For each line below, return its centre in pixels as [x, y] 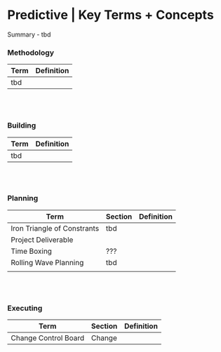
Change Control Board [48, 338]
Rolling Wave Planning [47, 262]
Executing [25, 308]
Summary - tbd [29, 34]
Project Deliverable [42, 240]
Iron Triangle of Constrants [55, 228]
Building [22, 126]
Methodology [31, 53]
